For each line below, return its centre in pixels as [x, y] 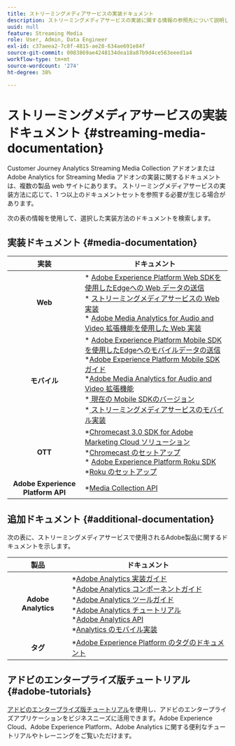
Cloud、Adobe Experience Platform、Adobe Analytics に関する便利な [107, 726]
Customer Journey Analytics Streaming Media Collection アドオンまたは [111, 168]
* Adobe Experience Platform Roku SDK [151, 462]
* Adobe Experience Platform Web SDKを [153, 277]
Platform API [44, 492]
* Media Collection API [121, 488]
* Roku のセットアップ [121, 472]
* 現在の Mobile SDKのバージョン [140, 399]
